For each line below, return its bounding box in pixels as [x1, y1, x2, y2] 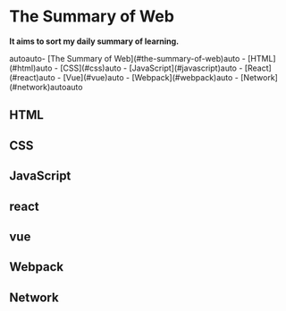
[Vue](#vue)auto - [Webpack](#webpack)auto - [63, 71, 240, 82]
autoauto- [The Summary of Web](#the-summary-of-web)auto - [9, 53, 246, 63]
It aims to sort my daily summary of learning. [9, 36, 180, 46]
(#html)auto [9, 63, 53, 73]
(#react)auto [9, 71, 55, 82]
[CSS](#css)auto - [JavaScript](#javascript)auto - [59, 63, 243, 73]
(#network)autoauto [9, 81, 83, 92]
